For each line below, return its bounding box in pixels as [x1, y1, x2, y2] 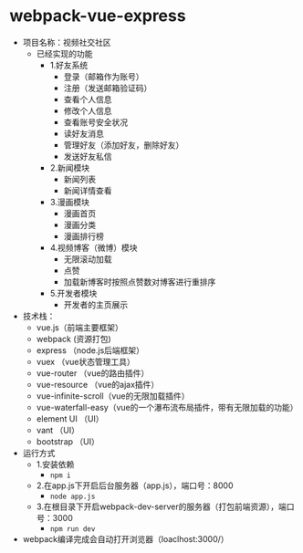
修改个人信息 [63, 105, 112, 116]
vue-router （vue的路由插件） [36, 367, 150, 379]
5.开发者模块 [49, 287, 98, 298]
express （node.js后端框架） [36, 344, 144, 356]
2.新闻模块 [49, 162, 89, 173]
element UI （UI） [36, 412, 104, 424]
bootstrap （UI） [36, 435, 100, 447]
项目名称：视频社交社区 [22, 37, 111, 47]
